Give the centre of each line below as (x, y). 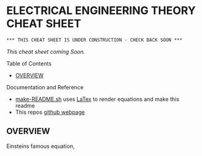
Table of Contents (29, 63)
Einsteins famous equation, (41, 146)
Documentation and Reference (45, 87)
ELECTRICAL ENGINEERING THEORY (101, 11)
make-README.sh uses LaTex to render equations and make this (97, 99)
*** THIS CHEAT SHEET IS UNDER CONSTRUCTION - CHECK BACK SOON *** (95, 40)
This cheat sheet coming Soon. (46, 51)
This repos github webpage (50, 112)
